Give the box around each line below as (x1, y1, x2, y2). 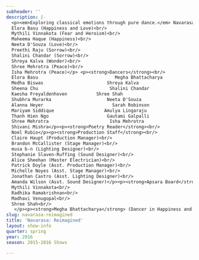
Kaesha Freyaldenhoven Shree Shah (11, 91, 123, 97)
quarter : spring (6, 228, 46, 234)
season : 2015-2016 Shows (6, 239, 68, 245)
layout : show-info (6, 223, 52, 229)
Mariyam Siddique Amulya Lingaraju (11, 108, 147, 113)
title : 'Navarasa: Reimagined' (6, 217, 84, 223)
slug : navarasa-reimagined (6, 212, 73, 218)
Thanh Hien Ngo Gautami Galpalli (11, 113, 150, 119)
